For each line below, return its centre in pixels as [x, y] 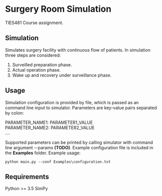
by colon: [14, 113]
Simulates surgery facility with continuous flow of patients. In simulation [78, 50]
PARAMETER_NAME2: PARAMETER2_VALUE [50, 127]
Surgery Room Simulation [58, 9]
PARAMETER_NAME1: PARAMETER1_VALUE [49, 122]
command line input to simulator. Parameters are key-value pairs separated [81, 108]
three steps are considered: [33, 55]
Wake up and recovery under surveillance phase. [62, 75]
